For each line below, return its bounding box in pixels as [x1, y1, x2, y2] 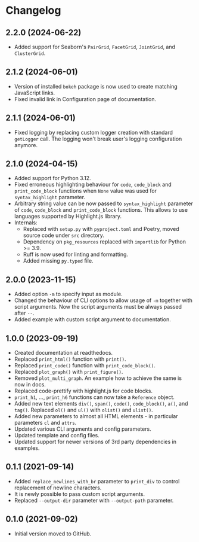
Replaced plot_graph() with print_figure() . [14, 369, 123, 376]
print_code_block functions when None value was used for [14, 187, 157, 194]
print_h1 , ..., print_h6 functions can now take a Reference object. [14, 394, 175, 401]
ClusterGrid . [14, 50, 46, 57]
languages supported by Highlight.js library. [14, 213, 122, 220]
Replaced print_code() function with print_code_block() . [14, 362, 156, 369]
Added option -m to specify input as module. [14, 291, 123, 298]
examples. [14, 444, 40, 452]
